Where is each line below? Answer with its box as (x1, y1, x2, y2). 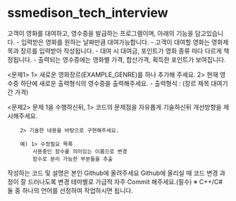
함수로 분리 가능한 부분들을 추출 (32, 155, 113, 162)
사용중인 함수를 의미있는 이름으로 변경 (32, 148, 128, 155)
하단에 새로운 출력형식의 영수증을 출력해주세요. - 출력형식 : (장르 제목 (20, 79, 210, 87)
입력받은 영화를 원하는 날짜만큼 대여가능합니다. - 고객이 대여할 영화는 (20, 37, 210, 46)
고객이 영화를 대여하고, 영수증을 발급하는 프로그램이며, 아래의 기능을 (7, 29, 194, 37)
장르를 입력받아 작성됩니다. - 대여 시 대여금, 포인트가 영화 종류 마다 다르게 (20, 46, 222, 55)
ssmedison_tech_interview (7, 5, 168, 21)
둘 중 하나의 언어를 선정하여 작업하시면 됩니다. (7, 186, 134, 195)
